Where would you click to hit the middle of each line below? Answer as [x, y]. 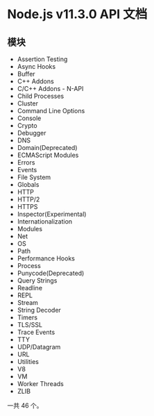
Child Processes [41, 96]
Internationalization [45, 222]
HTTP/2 [28, 199]
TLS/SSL [30, 325]
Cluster [27, 103]
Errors [26, 163]
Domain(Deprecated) [47, 148]
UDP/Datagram [39, 347]
